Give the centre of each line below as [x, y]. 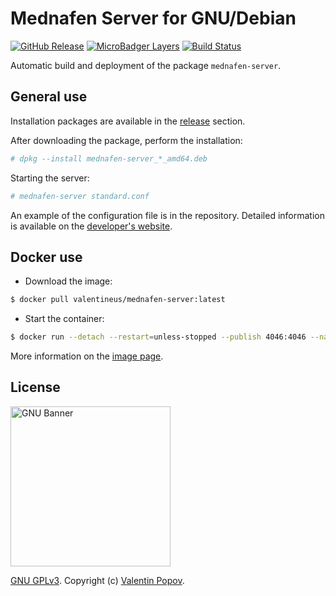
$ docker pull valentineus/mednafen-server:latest [118, 300]
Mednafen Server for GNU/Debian [153, 18]
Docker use [46, 257]
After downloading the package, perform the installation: [126, 140]
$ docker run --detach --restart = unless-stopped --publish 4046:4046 [158, 337]
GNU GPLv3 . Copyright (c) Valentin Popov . [97, 580]
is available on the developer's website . [91, 226]
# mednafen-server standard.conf [80, 196]
